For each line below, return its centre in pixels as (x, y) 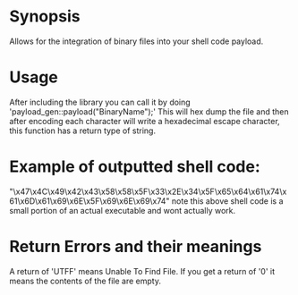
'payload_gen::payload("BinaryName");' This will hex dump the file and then (149, 111)
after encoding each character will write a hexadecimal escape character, (145, 121)
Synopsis (45, 17)
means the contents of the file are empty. (85, 281)
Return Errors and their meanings (136, 247)
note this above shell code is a (227, 201)
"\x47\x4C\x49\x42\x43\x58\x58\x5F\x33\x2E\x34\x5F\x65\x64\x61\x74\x (148, 191)
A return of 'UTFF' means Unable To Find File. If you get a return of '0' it (142, 271)
